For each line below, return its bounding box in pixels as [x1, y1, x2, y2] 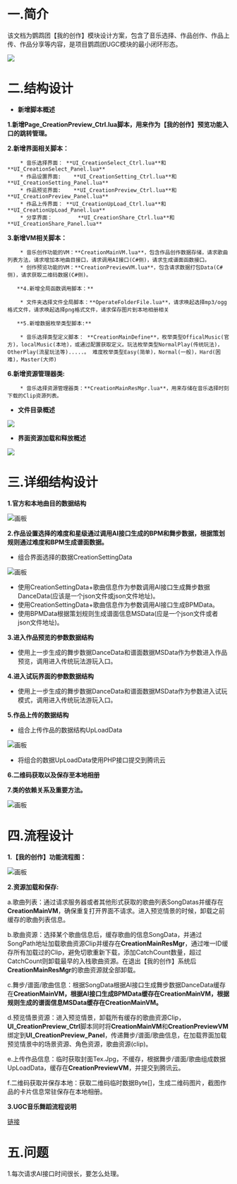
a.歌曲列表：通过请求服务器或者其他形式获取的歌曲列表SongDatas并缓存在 [7, 898, 224, 906]
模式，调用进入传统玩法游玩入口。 [17, 696, 117, 704]
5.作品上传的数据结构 [7, 711, 69, 719]
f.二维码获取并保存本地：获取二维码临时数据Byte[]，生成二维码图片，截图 [7, 1078, 221, 1087]
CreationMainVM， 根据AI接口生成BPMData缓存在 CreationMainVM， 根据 [13, 989, 230, 998]
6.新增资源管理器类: [7, 369, 66, 377]
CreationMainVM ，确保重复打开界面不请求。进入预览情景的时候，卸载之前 [7, 906, 226, 914]
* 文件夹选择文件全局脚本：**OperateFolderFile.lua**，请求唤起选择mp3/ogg [20, 298, 227, 306]
